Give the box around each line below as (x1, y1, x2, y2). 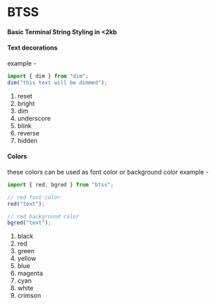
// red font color (7, 193, 61, 201)
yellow (17, 254, 36, 262)
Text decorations (7, 43, 58, 52)
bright (17, 99, 35, 107)
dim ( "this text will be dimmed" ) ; (7, 79, 108, 86)
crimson (17, 291, 41, 300)
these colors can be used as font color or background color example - (7, 168, 209, 176)
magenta (17, 269, 43, 278)
